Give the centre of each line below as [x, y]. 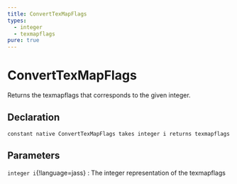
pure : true [23, 40]
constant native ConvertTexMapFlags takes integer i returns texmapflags [119, 134]
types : [17, 21]
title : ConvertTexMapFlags [47, 14]
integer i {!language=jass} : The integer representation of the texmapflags [116, 173]
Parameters [34, 156]
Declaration [34, 118]
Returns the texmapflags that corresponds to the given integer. [99, 95]
